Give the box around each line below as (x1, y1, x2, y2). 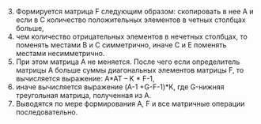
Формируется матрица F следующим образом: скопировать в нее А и (15, 7, 254, 16)
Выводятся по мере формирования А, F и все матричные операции (15, 99, 245, 108)
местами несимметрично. (15, 49, 105, 58)
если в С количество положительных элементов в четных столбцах (15, 15, 247, 24)
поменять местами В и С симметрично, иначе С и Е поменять (15, 40, 227, 50)
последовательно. (15, 107, 78, 117)
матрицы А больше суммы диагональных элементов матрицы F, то (15, 66, 244, 74)
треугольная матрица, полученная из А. (15, 91, 152, 100)
